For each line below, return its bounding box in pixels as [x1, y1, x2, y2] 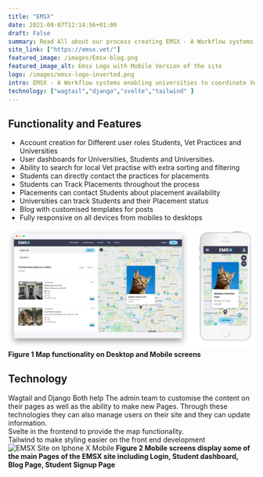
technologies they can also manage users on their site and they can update [8, 410, 250, 419]
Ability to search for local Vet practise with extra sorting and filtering [19, 163, 240, 173]
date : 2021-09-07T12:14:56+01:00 [8, 20, 117, 29]
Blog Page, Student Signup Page [8, 460, 116, 469]
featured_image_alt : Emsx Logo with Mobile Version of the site [8, 63, 222, 71]
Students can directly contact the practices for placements [19, 171, 210, 180]
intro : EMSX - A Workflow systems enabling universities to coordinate [8, 78, 247, 86]
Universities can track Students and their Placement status [19, 196, 209, 206]
